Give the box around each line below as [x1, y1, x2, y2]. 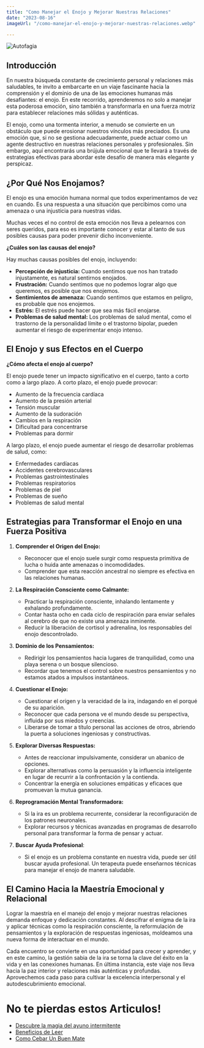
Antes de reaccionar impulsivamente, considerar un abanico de [24, 753, 185, 761]
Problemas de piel [15, 485, 61, 493]
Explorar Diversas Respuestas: [15, 742, 96, 749]
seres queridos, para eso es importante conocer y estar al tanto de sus [6, 226, 186, 233]
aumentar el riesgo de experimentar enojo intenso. [15, 326, 143, 333]
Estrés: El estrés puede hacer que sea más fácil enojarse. [15, 307, 161, 314]
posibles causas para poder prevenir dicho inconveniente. [6, 232, 153, 239]
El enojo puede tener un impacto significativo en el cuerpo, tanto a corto [6, 372, 189, 379]
